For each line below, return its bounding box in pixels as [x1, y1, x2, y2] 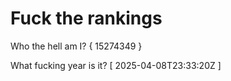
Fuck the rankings [10, 7, 163, 30]
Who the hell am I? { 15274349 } [10, 40, 143, 52]
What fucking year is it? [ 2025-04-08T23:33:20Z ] [10, 59, 222, 71]
